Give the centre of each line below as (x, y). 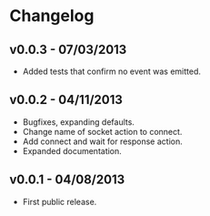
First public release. (60, 201)
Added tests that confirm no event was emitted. (112, 71)
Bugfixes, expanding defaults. (78, 122)
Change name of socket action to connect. (102, 131)
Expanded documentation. (72, 150)
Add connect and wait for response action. (103, 141)
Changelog (52, 16)
